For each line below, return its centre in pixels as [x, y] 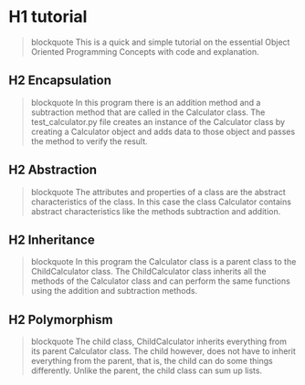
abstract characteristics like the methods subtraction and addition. [156, 211]
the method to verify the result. [89, 141]
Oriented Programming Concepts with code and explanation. [145, 51]
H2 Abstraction [53, 170]
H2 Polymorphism [61, 320]
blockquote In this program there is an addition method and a [146, 102]
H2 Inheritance [52, 239]
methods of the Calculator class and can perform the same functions [161, 281]
